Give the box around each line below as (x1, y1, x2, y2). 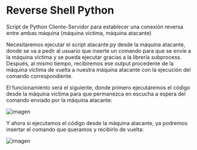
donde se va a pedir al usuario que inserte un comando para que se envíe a (6, 47, 192, 54)
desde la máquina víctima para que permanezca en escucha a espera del (6, 90, 186, 97)
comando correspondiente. (6, 72, 73, 79)
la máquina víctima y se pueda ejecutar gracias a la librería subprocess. (6, 53, 182, 60)
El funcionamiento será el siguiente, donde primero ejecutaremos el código (6, 84, 190, 91)
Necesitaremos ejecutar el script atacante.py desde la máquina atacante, (6, 41, 186, 48)
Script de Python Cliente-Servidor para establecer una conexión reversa (6, 23, 183, 30)
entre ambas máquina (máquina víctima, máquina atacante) (6, 29, 152, 36)
